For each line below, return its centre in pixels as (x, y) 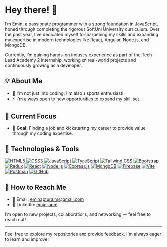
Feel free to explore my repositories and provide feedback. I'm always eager (83, 234)
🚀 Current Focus (31, 116)
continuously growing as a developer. (43, 65)
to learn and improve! (27, 239)
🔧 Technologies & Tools (42, 149)
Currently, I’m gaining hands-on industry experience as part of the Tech (79, 55)
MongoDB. (16, 45)
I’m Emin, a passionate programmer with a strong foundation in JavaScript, (82, 24)
